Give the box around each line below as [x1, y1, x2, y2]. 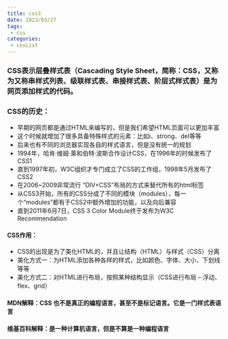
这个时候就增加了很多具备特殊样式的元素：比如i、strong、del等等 [16, 132, 202, 141]
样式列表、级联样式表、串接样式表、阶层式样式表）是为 [35, 76, 218, 86]
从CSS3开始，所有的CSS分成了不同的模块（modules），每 [16, 189, 181, 198]
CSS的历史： [7, 106, 50, 116]
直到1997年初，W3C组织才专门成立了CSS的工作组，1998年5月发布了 [16, 165, 212, 174]
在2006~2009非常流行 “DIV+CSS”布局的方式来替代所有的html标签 [16, 181, 204, 189]
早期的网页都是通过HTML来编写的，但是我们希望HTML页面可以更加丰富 [16, 124, 220, 132]
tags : [7, 23, 23, 30]
